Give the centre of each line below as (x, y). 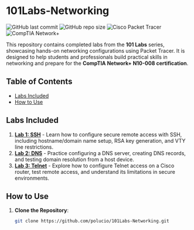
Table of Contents (39, 82)
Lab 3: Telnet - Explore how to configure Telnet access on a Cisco (94, 166)
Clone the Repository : (41, 210)
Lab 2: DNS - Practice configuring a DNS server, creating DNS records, (100, 153)
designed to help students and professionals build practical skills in (87, 57)
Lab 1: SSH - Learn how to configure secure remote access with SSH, (98, 134)
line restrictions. (34, 147)
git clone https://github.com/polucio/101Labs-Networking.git (92, 221)
